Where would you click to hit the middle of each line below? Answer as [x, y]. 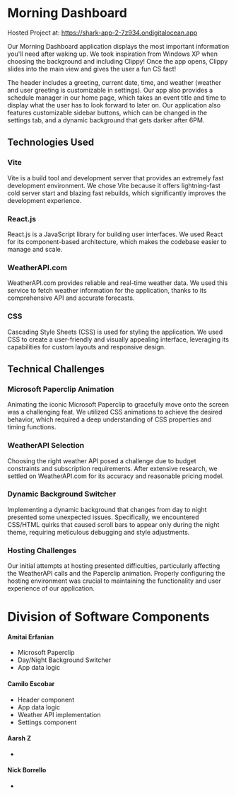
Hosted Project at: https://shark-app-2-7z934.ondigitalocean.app [102, 33]
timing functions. [32, 427]
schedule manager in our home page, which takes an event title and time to [117, 98]
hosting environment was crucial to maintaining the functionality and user [114, 581]
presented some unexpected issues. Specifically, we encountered [103, 517]
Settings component [47, 722]
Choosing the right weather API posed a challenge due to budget [102, 460]
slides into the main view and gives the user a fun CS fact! [92, 69]
